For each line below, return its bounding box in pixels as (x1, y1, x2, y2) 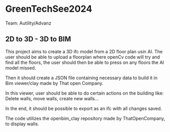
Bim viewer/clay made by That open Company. (5, 80, 104, 86)
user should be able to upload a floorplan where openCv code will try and (5, 54, 160, 60)
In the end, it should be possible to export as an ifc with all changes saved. (5, 105, 162, 112)
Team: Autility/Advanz (5, 20, 52, 26)
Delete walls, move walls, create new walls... (5, 95, 99, 101)
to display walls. (5, 121, 39, 127)
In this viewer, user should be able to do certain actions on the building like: (5, 90, 164, 96)
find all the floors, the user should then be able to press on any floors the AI (5, 59, 164, 65)
